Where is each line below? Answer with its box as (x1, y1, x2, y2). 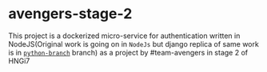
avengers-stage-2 (8, 5, 133, 23)
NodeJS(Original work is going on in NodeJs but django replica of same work (8, 39, 260, 48)
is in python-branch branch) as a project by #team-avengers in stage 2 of (8, 47, 249, 57)
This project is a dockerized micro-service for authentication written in (8, 31, 241, 40)
